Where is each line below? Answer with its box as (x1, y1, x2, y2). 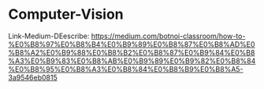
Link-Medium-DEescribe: (8, 31, 90, 41)
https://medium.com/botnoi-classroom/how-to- (91, 31, 246, 41)
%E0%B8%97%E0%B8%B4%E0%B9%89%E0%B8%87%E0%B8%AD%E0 (8, 39, 255, 48)
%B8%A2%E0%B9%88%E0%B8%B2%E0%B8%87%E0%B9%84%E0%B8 (8, 48, 255, 57)
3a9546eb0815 (8, 73, 58, 82)
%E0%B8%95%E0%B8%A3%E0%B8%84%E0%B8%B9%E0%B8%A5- (8, 64, 244, 73)
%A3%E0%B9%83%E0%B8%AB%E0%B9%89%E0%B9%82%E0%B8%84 (8, 56, 256, 66)
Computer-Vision (8, 5, 124, 23)
